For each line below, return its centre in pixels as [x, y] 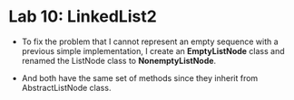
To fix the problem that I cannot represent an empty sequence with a [150, 41]
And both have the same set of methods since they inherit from [140, 77]
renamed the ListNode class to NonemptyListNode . [119, 60]
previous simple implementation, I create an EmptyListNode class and [153, 50]
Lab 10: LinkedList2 [83, 17]
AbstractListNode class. [66, 87]
